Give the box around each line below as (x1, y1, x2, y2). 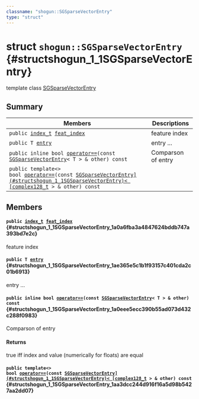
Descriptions (152, 119, 190, 127)
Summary (6, 101, 43, 111)
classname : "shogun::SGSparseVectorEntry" (6, 8, 113, 15)
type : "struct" (6, 14, 44, 20)
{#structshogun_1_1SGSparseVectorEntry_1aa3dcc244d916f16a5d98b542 (6, 381, 192, 388)
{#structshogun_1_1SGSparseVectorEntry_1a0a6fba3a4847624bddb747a (6, 224, 190, 231)
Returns (6, 339, 27, 346)
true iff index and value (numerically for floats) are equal (6, 352, 144, 359)
